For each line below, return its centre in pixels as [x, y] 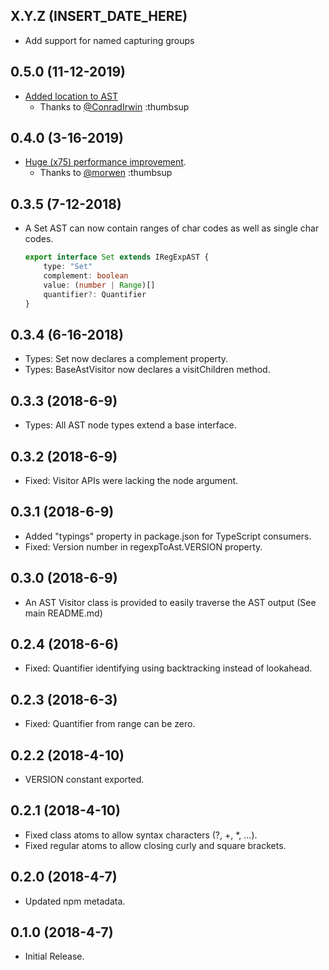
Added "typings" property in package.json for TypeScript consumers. [168, 536]
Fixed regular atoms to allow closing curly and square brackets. [155, 845]
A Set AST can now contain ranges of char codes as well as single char [172, 228]
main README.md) [63, 613]
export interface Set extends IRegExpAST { [117, 257]
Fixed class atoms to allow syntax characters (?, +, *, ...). [141, 835]
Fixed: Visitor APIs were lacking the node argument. [131, 480]
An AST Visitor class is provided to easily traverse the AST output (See [170, 602]
